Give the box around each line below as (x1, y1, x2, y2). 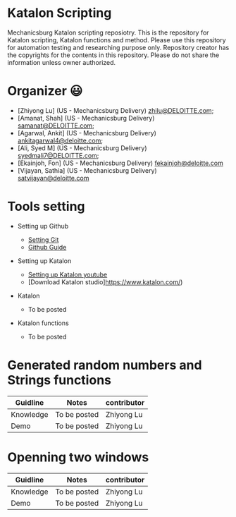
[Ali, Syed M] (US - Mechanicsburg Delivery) (17, 143, 147, 152)
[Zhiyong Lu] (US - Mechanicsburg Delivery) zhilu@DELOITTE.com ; (17, 106, 214, 114)
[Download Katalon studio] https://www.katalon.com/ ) (27, 277, 183, 286)
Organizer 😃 (7, 83, 83, 99)
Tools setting (7, 199, 86, 214)
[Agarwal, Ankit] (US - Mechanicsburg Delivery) (17, 128, 157, 137)
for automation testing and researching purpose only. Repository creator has (7, 43, 230, 51)
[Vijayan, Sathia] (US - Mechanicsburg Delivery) (17, 166, 157, 174)
